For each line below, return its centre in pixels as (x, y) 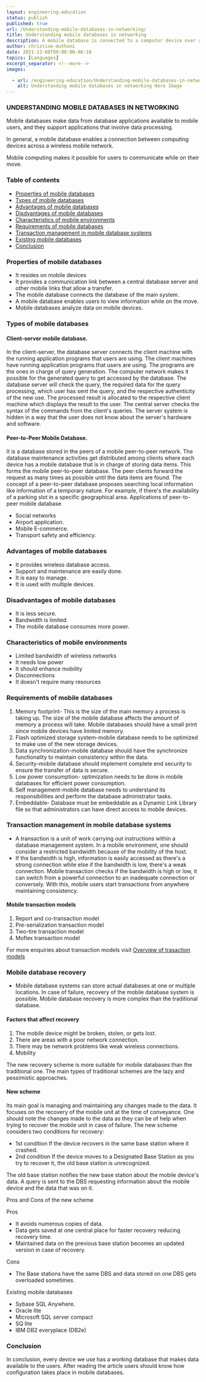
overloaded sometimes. (45, 1280)
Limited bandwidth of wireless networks (66, 656)
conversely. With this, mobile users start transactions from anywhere (102, 884)
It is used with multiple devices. (55, 584)
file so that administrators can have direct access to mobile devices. (101, 809)
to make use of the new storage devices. (67, 744)
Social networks (36, 516)
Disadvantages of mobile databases (61, 600)
